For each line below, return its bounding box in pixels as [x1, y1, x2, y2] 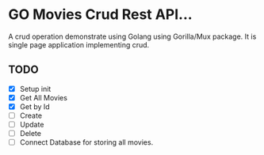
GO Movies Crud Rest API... [8, 6, 193, 24]
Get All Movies [19, 93, 67, 102]
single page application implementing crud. [8, 40, 150, 49]
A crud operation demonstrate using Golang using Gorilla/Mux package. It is [8, 32, 257, 41]
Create [19, 111, 42, 120]
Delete [19, 129, 42, 138]
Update [19, 120, 44, 129]
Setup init [19, 84, 52, 93]
